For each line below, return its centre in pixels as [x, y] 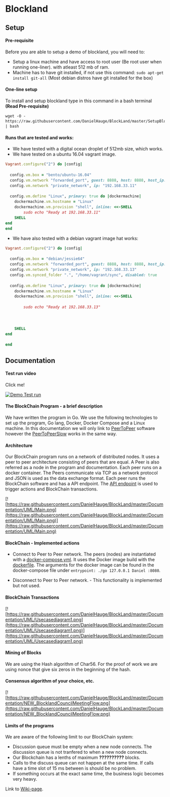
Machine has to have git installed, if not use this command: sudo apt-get [88, 72]
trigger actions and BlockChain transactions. [52, 489]
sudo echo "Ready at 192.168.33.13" [62, 307]
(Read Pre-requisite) [27, 106]
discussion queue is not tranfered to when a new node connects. [80, 752]
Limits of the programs [30, 725]
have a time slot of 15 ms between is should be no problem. [74, 769]
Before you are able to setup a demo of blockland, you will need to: [75, 52]
